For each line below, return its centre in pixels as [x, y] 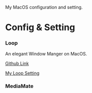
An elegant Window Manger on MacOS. [46, 54]
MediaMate [19, 86]
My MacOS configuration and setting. [44, 7]
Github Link [17, 63]
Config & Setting [40, 27]
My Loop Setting [22, 73]
